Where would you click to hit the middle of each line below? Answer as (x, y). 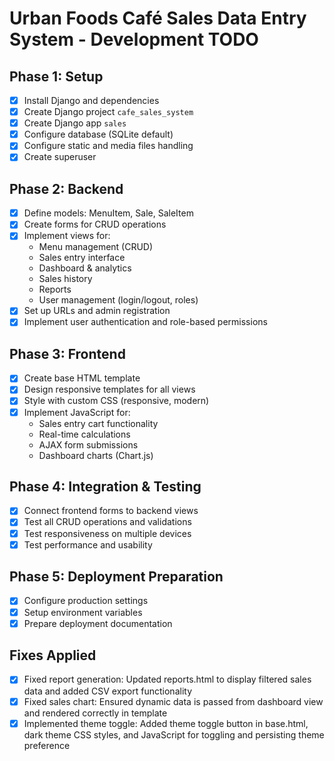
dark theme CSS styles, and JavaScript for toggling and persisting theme (174, 734)
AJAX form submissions (88, 444)
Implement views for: (67, 236)
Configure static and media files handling (108, 146)
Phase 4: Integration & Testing (105, 486)
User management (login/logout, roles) (118, 300)
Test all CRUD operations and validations (107, 522)
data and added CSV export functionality (107, 691)
